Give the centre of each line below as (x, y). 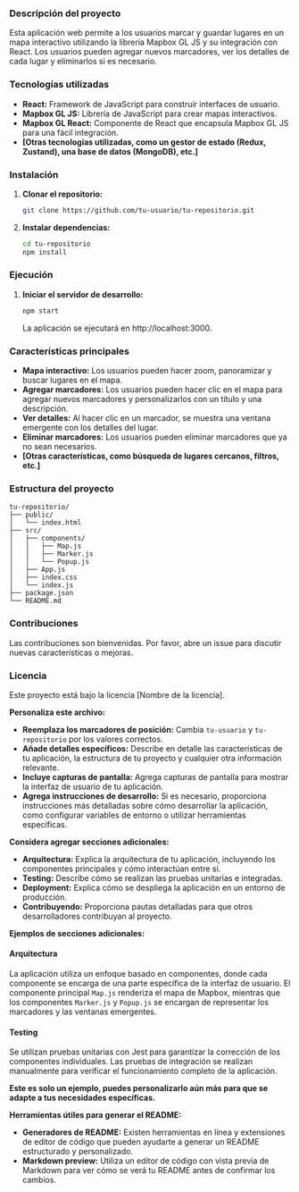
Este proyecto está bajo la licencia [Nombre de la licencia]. (117, 694)
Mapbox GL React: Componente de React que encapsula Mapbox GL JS (155, 122)
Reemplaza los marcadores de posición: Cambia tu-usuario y (137, 729)
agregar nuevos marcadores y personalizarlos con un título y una (142, 399)
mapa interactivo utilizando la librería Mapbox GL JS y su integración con (144, 42)
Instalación (34, 174)
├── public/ (31, 515)
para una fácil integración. (70, 132)
